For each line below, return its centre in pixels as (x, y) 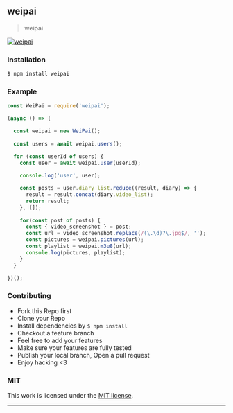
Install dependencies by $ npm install (72, 326)
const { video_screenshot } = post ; (78, 227)
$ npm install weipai (38, 74)
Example (22, 91)
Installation (27, 60)
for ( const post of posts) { (60, 220)
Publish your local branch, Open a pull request (83, 355)
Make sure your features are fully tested (74, 348)
